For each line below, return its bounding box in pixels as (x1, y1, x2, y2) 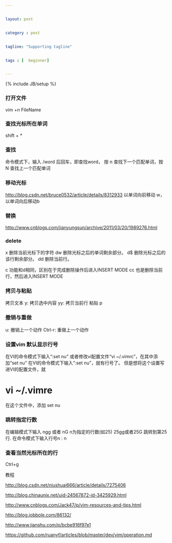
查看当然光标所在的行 (5, 450, 58, 457)
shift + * (5, 132, 23, 139)
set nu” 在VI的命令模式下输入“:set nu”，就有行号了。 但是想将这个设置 (12, 360, 160, 366)
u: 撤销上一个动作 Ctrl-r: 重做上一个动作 (5, 326, 89, 333)
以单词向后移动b (5, 198, 40, 204)
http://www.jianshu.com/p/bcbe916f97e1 (5, 522, 91, 528)
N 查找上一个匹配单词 (5, 165, 51, 171)
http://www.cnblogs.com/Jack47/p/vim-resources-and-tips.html (5, 502, 142, 508)
